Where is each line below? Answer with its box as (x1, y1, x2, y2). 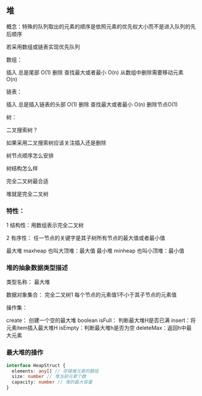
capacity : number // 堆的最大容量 (11, 379, 93, 385)
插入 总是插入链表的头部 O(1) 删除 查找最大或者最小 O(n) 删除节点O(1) (6, 101, 179, 108)
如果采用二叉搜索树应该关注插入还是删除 (6, 139, 106, 146)
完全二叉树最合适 (6, 177, 49, 185)
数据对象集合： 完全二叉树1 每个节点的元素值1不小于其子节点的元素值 (6, 291, 177, 299)
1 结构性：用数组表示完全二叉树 (6, 221, 84, 229)
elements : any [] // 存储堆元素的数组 (11, 368, 99, 374)
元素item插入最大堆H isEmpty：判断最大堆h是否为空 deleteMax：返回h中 (6, 324, 186, 332)
